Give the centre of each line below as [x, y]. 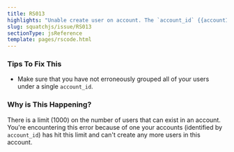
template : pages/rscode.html [49, 40]
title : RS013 [26, 14]
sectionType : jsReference [45, 33]
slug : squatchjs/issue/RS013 [49, 26]
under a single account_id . [55, 86]
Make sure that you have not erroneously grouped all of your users [113, 79]
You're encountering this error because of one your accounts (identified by [115, 127]
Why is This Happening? [49, 105]
